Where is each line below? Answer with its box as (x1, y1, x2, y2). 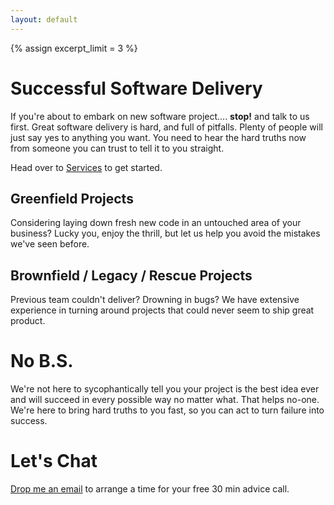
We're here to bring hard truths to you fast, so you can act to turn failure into (10, 404, 325, 416)
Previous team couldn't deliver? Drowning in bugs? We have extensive (10, 294, 300, 306)
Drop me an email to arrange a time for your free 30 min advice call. (10, 483, 290, 495)
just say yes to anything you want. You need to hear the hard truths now (10, 131, 307, 143)
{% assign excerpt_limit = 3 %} (10, 42, 138, 54)
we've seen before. (10, 238, 90, 250)
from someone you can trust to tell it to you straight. (10, 142, 225, 154)
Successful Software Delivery (10, 77, 263, 100)
